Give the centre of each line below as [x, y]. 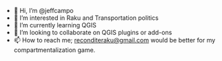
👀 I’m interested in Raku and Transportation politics [86, 18]
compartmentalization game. [54, 50]
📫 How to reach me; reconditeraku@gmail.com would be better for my [114, 40]
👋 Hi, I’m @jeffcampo [43, 11]
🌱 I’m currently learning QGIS [55, 25]
